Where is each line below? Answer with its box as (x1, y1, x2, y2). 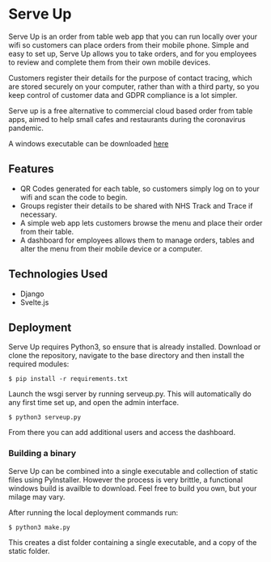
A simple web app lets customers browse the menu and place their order (19, 218, 263, 227)
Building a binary (8, 448, 77, 459)
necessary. (19, 209, 57, 219)
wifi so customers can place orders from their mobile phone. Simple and (8, 40, 249, 49)
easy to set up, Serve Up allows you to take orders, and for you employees (8, 49, 257, 58)
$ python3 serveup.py (8, 413, 82, 421)
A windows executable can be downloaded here (8, 138, 169, 148)
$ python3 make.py (8, 523, 70, 531)
